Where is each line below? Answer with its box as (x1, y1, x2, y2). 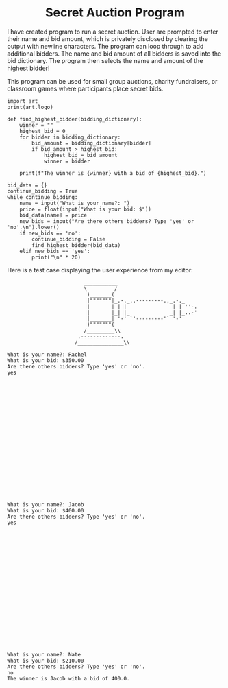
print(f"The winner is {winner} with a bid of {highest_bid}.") (19, 169, 207, 176)
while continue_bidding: (7, 193, 78, 200)
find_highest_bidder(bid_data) (31, 241, 121, 248)
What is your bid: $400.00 (7, 507, 84, 514)
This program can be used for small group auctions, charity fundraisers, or (7, 77, 218, 85)
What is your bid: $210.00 (7, 657, 84, 664)
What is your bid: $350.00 (7, 357, 84, 364)
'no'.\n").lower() (7, 224, 60, 230)
